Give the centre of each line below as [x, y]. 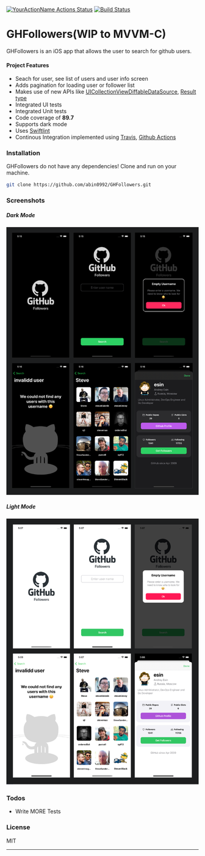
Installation [23, 153]
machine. [18, 173]
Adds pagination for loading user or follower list [75, 85]
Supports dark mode [41, 124]
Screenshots [26, 201]
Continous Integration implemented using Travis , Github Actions [95, 137]
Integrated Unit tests [41, 111]
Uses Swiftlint [32, 131]
